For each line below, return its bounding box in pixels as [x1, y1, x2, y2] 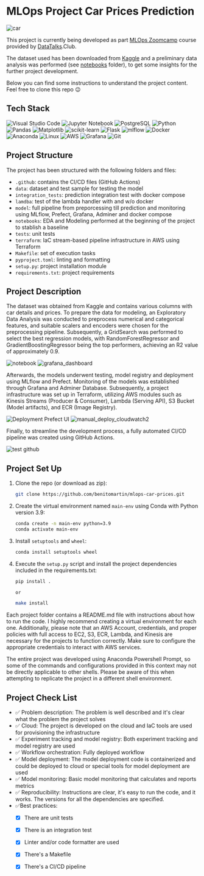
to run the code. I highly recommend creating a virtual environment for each [6, 618, 197, 625]
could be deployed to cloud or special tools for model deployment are [15, 763, 190, 770]
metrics [15, 782, 35, 789]
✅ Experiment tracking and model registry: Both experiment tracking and [15, 735, 198, 743]
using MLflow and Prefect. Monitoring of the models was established [6, 378, 179, 385]
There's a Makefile [24, 851, 71, 858]
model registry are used [15, 742, 76, 750]
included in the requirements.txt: [15, 567, 97, 574]
